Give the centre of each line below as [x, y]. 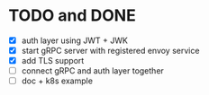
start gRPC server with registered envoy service [110, 51]
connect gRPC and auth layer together [92, 71]
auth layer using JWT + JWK [74, 40]
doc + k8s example [57, 81]
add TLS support [53, 61]
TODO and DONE [72, 16]
